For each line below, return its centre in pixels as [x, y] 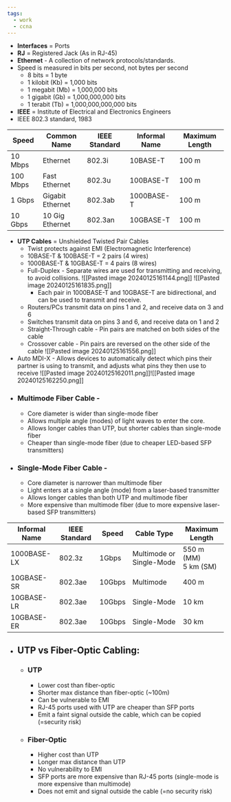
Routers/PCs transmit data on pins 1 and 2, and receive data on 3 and [125, 307]
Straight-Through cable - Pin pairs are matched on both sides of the [123, 329]
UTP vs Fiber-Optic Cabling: [78, 651]
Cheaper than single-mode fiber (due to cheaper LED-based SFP [119, 442]
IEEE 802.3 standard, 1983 [54, 119]
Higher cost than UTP [68, 754]
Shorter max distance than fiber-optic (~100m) [103, 692]
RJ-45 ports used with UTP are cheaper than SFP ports [116, 707]
